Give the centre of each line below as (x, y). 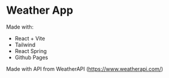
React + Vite (30, 38)
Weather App (40, 10)
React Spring (31, 51)
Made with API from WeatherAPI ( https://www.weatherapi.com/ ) (85, 68)
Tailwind (25, 45)
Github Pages (32, 57)
